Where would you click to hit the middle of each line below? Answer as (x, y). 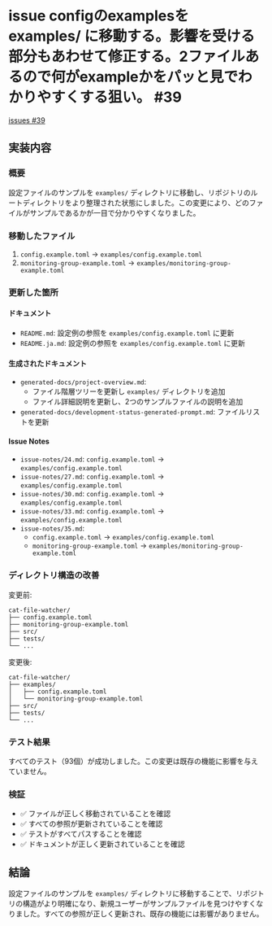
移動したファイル (42, 236)
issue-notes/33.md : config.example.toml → (92, 511)
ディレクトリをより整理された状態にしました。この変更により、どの (136, 203)
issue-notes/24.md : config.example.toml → (92, 459)
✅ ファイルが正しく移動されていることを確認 (95, 814)
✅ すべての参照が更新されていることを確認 (91, 824)
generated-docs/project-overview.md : (83, 382)
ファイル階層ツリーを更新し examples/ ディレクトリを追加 (129, 391)
